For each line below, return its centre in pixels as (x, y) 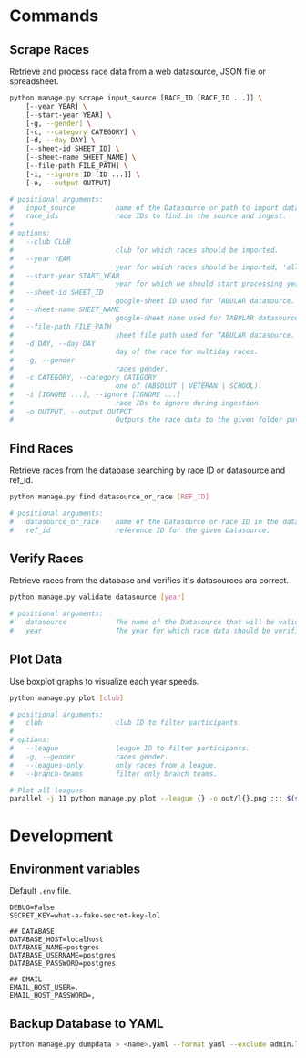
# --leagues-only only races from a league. (114, 765)
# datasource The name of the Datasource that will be (142, 623)
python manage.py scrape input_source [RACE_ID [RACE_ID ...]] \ (136, 98)
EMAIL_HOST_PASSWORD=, (52, 996)
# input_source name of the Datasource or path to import (144, 208)
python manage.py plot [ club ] (67, 698)
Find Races (41, 448)
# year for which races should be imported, (144, 267)
